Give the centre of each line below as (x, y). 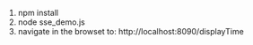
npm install (38, 13)
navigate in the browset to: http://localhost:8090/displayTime (131, 31)
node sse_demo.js (51, 22)
